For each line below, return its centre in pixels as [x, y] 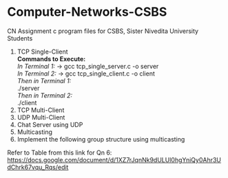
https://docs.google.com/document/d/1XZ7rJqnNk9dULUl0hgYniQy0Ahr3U [114, 159]
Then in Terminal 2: [44, 95]
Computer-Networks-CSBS [87, 12]
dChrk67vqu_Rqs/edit [38, 167]
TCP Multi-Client [41, 110]
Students [20, 38]
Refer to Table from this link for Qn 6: [60, 153]
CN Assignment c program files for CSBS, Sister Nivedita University [103, 31]
